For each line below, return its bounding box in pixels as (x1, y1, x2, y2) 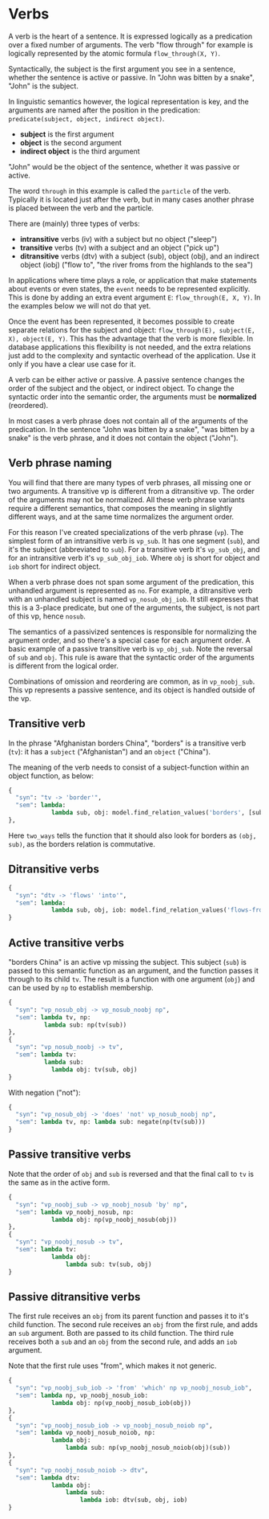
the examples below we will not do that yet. (8, 300, 151, 310)
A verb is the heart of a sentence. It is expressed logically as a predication (8, 31, 253, 41)
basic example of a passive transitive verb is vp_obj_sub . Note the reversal (8, 643, 254, 653)
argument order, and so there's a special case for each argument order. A (8, 635, 251, 645)
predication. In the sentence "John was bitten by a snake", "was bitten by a (8, 424, 255, 434)
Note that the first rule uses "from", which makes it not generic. (8, 1361, 217, 1370)
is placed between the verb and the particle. (8, 202, 155, 213)
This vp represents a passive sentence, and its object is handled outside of (8, 684, 255, 695)
